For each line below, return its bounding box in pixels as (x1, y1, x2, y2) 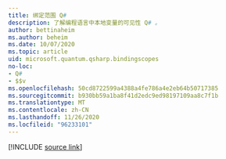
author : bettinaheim (8, 26, 76, 34)
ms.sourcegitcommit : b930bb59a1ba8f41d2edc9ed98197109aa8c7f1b (8, 92, 219, 99)
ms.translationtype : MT (8, 99, 86, 107)
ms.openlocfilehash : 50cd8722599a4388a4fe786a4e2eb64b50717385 (8, 84, 219, 92)
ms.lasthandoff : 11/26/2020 (8, 114, 100, 121)
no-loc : (8, 63, 34, 70)
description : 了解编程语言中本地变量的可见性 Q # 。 (8, 19, 161, 27)
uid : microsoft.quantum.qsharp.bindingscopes (8, 56, 159, 63)
